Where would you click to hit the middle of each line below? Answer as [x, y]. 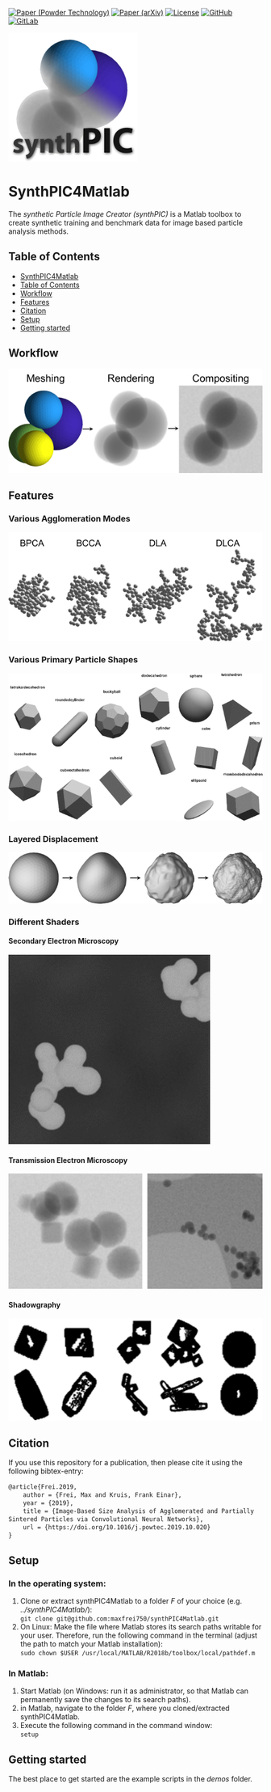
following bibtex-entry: [46, 1471]
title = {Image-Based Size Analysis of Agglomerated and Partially [138, 1511]
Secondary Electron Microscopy [64, 941]
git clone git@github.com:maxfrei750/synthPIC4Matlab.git [119, 1619]
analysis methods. [39, 231]
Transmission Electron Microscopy [68, 1160]
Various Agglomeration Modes [69, 519]
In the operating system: [57, 1583]
